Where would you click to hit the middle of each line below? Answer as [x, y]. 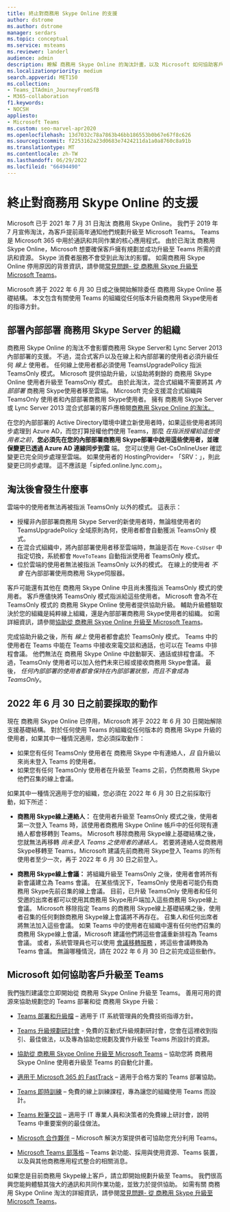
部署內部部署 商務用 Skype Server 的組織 [94, 330]
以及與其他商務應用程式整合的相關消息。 [74, 1160]
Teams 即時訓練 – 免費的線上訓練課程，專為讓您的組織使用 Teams [110, 1091]
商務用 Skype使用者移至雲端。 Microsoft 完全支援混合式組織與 [114, 391]
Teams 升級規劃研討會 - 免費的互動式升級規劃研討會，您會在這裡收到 [114, 1030]
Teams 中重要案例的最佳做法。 [60, 1123]
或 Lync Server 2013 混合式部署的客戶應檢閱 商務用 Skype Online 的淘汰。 [111, 408]
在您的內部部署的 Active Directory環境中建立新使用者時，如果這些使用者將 [112, 422]
